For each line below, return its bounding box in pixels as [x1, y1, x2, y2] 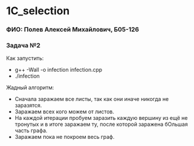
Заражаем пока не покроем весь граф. [14, 134, 115, 141]
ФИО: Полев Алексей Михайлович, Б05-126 [6, 26, 139, 34]
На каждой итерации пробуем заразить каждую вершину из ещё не [14, 115, 188, 122]
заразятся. [14, 102, 42, 109]
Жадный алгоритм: [6, 84, 55, 91]
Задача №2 [6, 42, 40, 50]
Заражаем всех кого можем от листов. [14, 108, 115, 115]
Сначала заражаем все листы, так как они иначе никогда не [14, 96, 169, 103]
